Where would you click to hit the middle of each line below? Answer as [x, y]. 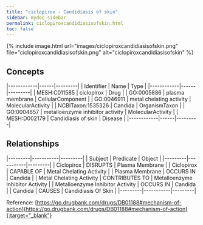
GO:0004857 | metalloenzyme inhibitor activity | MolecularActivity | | [92, 112]
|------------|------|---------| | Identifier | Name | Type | [77, 86]
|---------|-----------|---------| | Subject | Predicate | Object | [84, 158]
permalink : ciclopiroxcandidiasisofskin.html [65, 23]
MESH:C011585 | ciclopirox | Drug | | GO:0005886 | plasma [110, 93]
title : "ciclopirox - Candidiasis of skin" [62, 12]
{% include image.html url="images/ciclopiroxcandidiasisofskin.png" [92, 46]
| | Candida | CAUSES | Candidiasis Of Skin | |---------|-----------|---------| [101, 190]
